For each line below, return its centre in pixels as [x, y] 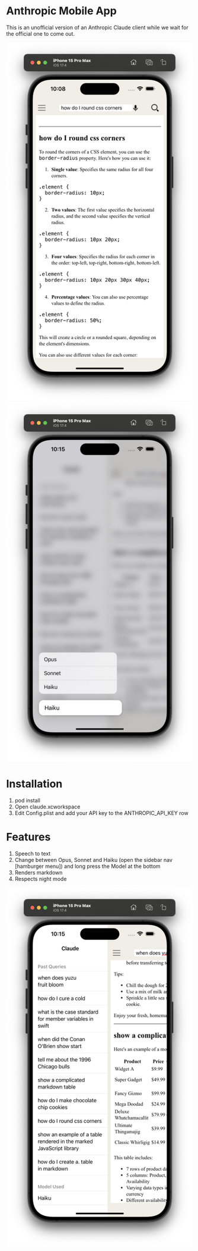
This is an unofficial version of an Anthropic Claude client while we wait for [97, 27]
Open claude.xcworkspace [47, 807]
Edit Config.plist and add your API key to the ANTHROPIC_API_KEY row [101, 813]
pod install [27, 800]
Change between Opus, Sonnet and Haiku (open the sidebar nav [94, 860]
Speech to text [33, 853]
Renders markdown [39, 872]
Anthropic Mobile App [61, 11]
